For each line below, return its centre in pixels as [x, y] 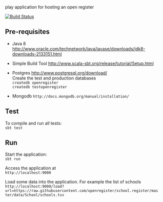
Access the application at [31, 168]
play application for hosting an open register [50, 7]
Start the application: [26, 154]
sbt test [14, 128]
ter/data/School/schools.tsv [35, 195]
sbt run [13, 159]
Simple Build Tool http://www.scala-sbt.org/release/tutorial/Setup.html [83, 63]
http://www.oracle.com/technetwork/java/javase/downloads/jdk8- [79, 49]
